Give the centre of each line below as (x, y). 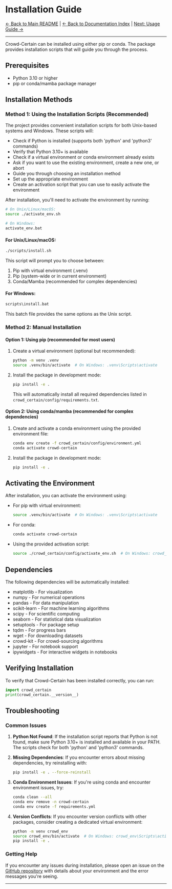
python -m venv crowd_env (40, 831)
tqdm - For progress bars (39, 630)
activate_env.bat (24, 228)
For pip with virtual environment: (47, 505)
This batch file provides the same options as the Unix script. (69, 314)
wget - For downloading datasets (48, 636)
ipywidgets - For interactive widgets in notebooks (65, 652)
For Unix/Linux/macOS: (31, 240)
